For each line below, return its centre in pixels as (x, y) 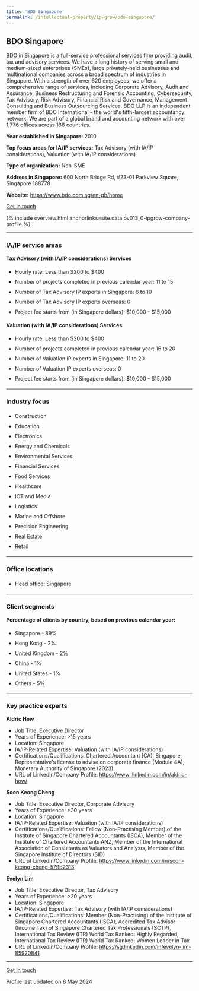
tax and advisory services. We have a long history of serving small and (92, 62)
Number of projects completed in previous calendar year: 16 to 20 (95, 349)
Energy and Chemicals (42, 446)
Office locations (30, 569)
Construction (31, 416)
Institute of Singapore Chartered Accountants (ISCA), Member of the (98, 835)
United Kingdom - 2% (41, 653)
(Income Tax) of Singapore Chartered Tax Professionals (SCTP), (93, 927)
